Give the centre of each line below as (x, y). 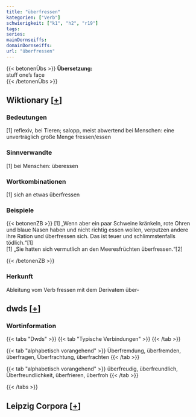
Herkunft (20, 277)
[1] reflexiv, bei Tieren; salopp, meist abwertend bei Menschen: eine (90, 131)
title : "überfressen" (33, 12)
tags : (13, 29)
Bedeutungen (27, 117)
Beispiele (20, 210)
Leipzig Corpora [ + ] (44, 406)
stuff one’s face (26, 75)
